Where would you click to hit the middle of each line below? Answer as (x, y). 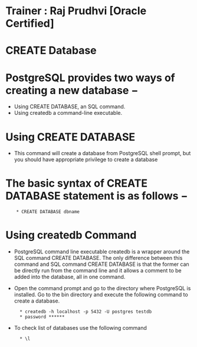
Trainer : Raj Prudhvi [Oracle (76, 11)
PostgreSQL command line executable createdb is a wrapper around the (102, 252)
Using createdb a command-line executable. (68, 113)
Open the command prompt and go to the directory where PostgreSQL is (102, 288)
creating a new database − (72, 90)
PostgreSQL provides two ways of (90, 78)
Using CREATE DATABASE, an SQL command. (70, 107)
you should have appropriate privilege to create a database (86, 160)
